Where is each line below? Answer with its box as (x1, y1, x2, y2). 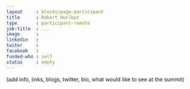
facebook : (6, 48, 39, 54)
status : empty (6, 59, 55, 65)
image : (6, 31, 39, 37)
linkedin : (6, 37, 39, 43)
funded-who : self (6, 54, 52, 60)
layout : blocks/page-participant (6, 8, 104, 15)
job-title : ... (6, 25, 50, 32)
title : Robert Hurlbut (6, 14, 80, 20)
